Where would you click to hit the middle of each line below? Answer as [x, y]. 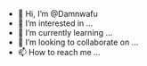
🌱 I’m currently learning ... [65, 33]
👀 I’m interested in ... [55, 23]
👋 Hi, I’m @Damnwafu [57, 14]
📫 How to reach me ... [59, 52]
